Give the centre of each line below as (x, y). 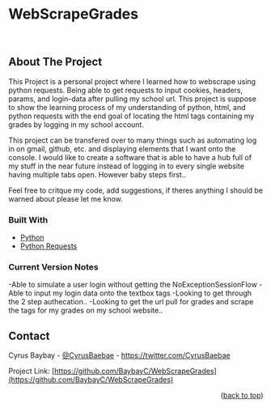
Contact (29, 336)
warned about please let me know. (66, 198)
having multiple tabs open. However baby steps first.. (97, 174)
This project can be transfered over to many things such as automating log (133, 140)
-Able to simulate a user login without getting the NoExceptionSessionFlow (133, 285)
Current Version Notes (53, 266)
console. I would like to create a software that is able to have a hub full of (130, 157)
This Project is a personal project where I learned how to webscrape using (132, 81)
